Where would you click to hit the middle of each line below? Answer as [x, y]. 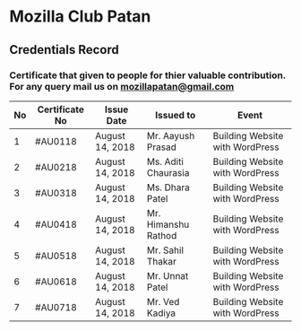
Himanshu [168, 224]
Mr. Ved [163, 301]
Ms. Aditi [165, 161]
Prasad [161, 147]
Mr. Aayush [171, 135]
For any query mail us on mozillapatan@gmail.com [122, 86]
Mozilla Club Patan [80, 17]
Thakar [162, 261]
